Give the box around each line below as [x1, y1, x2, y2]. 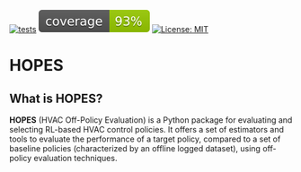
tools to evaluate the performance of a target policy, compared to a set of [9, 133, 281, 144]
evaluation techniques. [33, 153, 118, 163]
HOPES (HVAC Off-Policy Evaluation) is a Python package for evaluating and [9, 115, 293, 125]
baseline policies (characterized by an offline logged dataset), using [9, 143, 261, 153]
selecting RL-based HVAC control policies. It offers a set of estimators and [9, 125, 285, 134]
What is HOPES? [9, 90, 103, 106]
